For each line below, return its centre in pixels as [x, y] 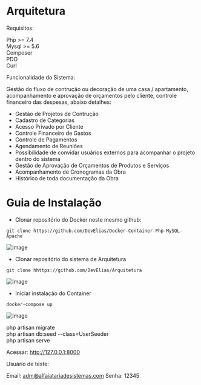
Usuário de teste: [28, 364]
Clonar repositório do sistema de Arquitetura [71, 259]
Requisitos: [20, 28]
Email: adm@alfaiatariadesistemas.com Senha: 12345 [73, 375]
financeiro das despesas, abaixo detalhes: [59, 102]
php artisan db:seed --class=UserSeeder [58, 334]
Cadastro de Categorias [45, 120]
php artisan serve [28, 340]
